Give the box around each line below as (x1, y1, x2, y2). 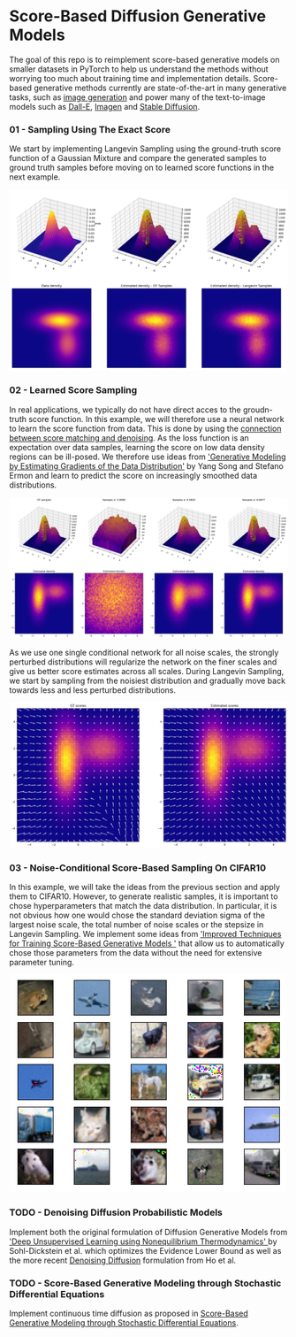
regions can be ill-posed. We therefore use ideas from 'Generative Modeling (9, 451, 286, 462)
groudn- (242, 404, 273, 415)
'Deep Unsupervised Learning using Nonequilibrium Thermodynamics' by (9, 1236, 277, 1247)
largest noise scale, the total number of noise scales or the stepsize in (9, 919, 264, 930)
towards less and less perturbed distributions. (9, 684, 177, 695)
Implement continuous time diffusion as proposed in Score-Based (9, 1308, 249, 1318)
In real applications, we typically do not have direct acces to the (9, 404, 241, 415)
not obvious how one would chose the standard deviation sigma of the (9, 910, 265, 921)
